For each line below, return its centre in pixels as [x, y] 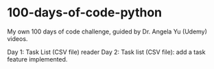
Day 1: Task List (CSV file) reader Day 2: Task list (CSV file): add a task [106, 52]
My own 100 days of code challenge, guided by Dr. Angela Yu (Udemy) [107, 31]
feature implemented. [37, 59]
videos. [17, 38]
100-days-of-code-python [85, 13]
